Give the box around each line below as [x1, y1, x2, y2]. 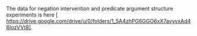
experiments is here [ [6, 11, 58, 18]
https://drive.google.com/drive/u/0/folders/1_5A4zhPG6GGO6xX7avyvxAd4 [6, 18, 191, 24]
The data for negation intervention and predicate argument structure [6, 5, 173, 12]
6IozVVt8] [6, 24, 31, 31]
